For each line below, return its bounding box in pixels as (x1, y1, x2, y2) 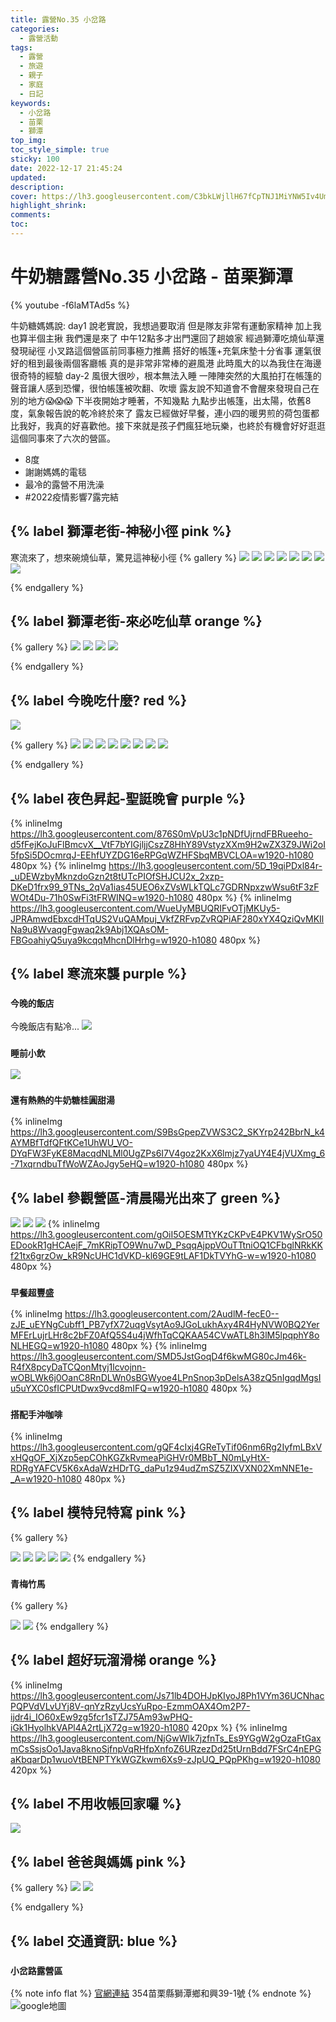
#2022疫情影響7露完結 (24, 491, 120, 503)
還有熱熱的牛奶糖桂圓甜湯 (10, 1094, 115, 1106)
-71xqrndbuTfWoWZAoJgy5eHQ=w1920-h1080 (10, 1158, 205, 1170)
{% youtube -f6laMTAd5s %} (10, 299, 131, 311)
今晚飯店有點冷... (10, 1020, 80, 1032)
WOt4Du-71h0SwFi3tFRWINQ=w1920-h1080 (10, 892, 194, 904)
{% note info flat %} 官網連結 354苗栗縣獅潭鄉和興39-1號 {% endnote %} (10, 1987, 312, 1999)
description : (10, 182, 65, 192)
